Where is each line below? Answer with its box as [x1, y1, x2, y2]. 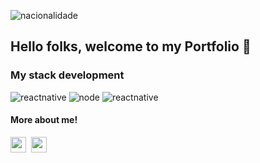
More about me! [10, 114, 78, 126]
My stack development [10, 68, 125, 82]
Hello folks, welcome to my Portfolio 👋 [10, 38, 252, 55]
